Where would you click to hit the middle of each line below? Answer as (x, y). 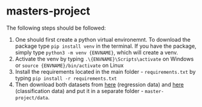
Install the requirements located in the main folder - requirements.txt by (105, 71)
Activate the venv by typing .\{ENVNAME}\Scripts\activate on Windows (104, 59)
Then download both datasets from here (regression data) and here (99, 84)
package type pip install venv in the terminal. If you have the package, (106, 46)
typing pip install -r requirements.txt (66, 78)
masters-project (48, 11)
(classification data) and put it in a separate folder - (79, 91)
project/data (32, 98)
